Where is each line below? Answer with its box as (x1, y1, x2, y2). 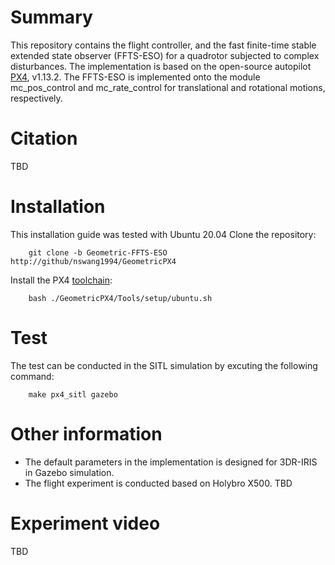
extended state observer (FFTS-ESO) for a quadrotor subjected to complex (10, 49, 320, 61)
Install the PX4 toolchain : (10, 274, 113, 286)
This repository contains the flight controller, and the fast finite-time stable (10, 39, 317, 51)
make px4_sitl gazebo (28, 389, 118, 400)
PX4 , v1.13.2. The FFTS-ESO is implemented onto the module (10, 71, 261, 83)
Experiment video (10, 512, 161, 535)
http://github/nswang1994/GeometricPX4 (10, 256, 177, 266)
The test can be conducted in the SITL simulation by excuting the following (10, 359, 318, 371)
